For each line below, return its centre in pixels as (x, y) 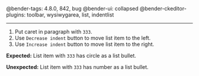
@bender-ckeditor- (163, 9)
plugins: (16, 15)
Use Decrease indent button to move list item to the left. (83, 38)
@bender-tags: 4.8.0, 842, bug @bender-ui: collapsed (73, 9)
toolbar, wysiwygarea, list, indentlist (70, 15)
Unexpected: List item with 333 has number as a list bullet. (78, 67)
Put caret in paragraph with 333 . (54, 32)
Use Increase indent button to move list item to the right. (84, 44)
